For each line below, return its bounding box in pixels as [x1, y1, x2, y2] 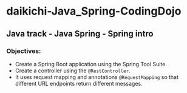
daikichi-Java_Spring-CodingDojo [6, 4, 182, 18]
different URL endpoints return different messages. [15, 80, 143, 87]
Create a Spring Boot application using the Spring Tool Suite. [15, 60, 167, 67]
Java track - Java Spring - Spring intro [6, 29, 154, 39]
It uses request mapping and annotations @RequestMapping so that [15, 73, 179, 80]
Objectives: [6, 47, 41, 55]
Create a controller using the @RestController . [15, 67, 131, 74]
